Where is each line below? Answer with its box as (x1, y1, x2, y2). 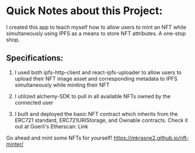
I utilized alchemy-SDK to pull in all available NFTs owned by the (14, 92, 171, 99)
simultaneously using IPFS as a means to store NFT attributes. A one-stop (6, 29, 186, 36)
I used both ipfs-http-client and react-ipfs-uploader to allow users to (14, 69, 182, 76)
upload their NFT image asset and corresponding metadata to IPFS (14, 75, 178, 82)
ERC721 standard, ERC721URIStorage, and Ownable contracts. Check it (14, 117, 188, 124)
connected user (14, 99, 54, 106)
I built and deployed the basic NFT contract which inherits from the (14, 110, 178, 117)
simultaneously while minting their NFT (14, 81, 110, 88)
